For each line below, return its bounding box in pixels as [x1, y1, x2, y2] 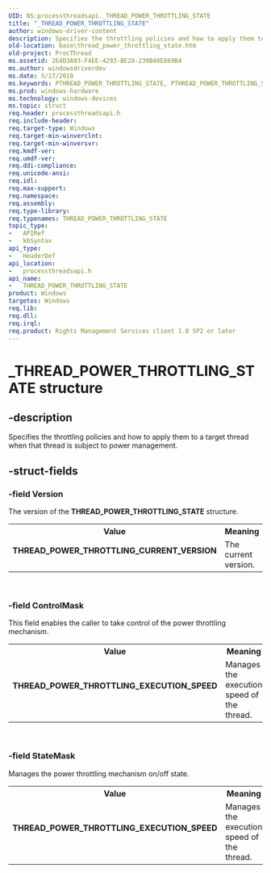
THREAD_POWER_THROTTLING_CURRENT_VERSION [12, 545, 218, 557]
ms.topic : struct [8, 102, 67, 110]
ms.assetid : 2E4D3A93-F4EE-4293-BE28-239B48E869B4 [8, 57, 182, 65]
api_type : [8, 244, 42, 253]
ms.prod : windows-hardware [8, 86, 99, 95]
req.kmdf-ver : [8, 147, 56, 155]
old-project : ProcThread [8, 49, 92, 57]
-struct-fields [8, 464, 78, 478]
